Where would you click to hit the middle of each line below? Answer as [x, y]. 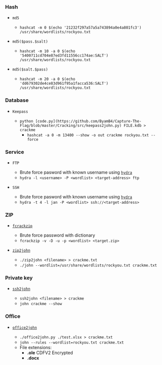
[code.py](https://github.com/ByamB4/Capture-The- [88, 121]
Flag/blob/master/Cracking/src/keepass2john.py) [71, 125]
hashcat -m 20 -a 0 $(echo [47, 79]
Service [15, 152]
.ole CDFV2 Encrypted [50, 353]
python [26, 121]
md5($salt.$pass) [30, 70]
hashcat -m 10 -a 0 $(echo [47, 51]
